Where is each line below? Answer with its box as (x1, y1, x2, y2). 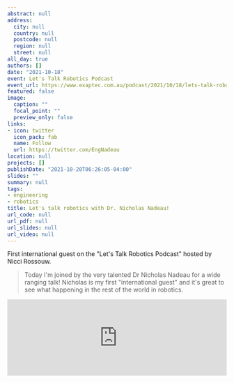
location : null (7, 153, 52, 160)
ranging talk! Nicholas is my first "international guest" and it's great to (24, 278, 225, 287)
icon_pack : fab (13, 133, 58, 140)
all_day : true (7, 56, 49, 63)
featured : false (7, 88, 54, 95)
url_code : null (7, 211, 52, 218)
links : (7, 120, 26, 128)
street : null (13, 50, 52, 57)
